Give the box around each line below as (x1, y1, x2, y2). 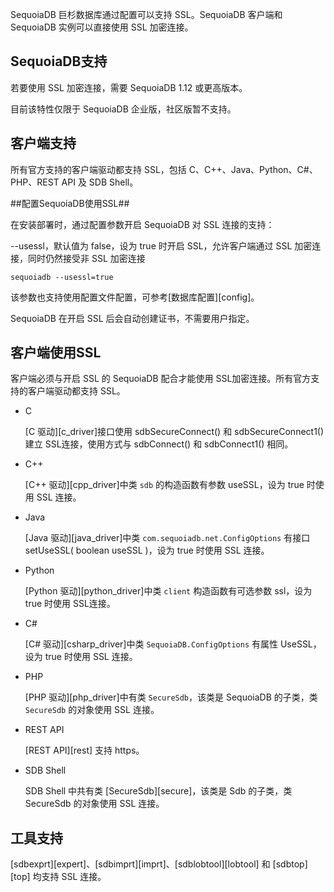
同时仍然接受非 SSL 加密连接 (27, 252, 146, 264)
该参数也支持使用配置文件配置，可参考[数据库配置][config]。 (10, 291, 260, 303)
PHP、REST (10, 176, 60, 188)
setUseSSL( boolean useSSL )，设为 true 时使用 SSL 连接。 (24, 544, 270, 557)
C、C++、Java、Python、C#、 (188, 163, 318, 175)
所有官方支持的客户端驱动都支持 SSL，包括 (10, 163, 187, 175)
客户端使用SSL (10, 344, 102, 362)
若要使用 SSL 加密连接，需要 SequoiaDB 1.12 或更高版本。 (10, 81, 248, 93)
